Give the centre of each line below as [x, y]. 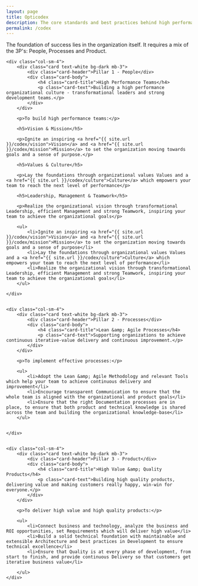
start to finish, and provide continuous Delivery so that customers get [99, 557]
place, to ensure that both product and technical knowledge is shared [96, 407]
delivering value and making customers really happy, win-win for [89, 485]
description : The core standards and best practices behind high [88, 22]
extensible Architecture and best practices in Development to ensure [95, 542]
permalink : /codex [29, 28]
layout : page [22, 11]
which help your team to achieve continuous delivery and [79, 382]
